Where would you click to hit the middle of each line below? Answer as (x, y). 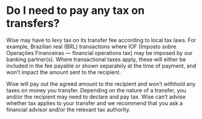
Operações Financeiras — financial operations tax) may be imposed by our (99, 53)
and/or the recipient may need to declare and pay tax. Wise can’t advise (96, 97)
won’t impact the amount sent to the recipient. (64, 72)
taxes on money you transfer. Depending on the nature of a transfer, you (96, 90)
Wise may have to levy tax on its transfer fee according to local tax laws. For (101, 40)
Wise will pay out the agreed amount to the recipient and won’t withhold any (101, 84)
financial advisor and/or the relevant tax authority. (68, 109)
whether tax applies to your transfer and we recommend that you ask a (95, 103)
